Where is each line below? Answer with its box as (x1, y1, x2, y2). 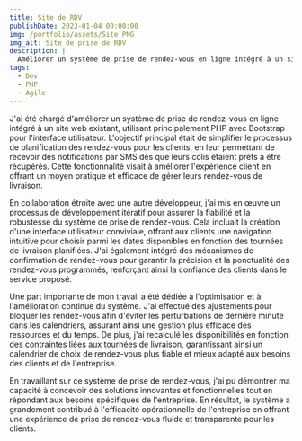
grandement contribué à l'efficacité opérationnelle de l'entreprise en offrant (9, 403, 289, 414)
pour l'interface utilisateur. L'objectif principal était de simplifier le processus (9, 132, 293, 143)
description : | (9, 47, 67, 56)
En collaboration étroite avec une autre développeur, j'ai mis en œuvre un (9, 197, 281, 207)
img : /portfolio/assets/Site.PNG (9, 30, 135, 39)
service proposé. (9, 273, 72, 284)
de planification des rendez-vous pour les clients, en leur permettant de (9, 141, 276, 153)
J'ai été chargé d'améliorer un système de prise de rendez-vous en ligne (9, 113, 279, 124)
